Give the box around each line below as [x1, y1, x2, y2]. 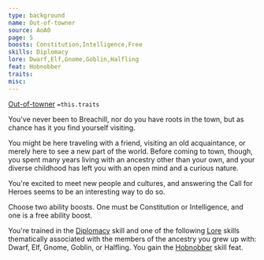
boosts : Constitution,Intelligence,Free [8, 41, 143, 49]
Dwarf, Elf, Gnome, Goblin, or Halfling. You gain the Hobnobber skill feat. [8, 242, 244, 252]
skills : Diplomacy [8, 48, 69, 56]
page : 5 [8, 33, 34, 42]
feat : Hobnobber [8, 63, 61, 71]
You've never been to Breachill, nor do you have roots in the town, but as [8, 114, 244, 124]
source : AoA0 [8, 26, 51, 34]
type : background [8, 11, 65, 20]
